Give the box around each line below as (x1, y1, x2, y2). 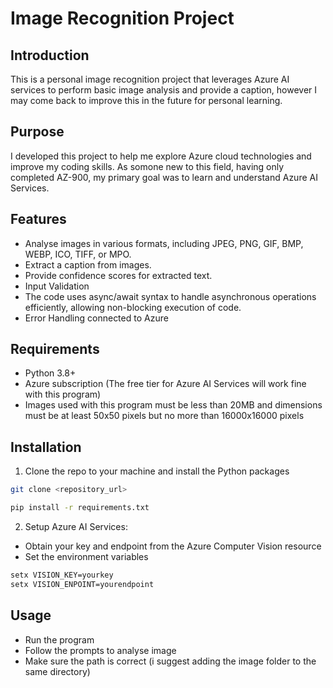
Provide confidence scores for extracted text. (24, 269, 213, 281)
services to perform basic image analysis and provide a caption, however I (10, 84, 318, 96)
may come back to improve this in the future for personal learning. (10, 95, 283, 106)
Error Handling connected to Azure (24, 312, 169, 324)
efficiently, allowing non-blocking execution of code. (24, 301, 242, 313)
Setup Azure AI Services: (24, 521, 128, 532)
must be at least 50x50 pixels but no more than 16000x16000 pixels (24, 410, 305, 422)
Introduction (10, 47, 90, 64)
